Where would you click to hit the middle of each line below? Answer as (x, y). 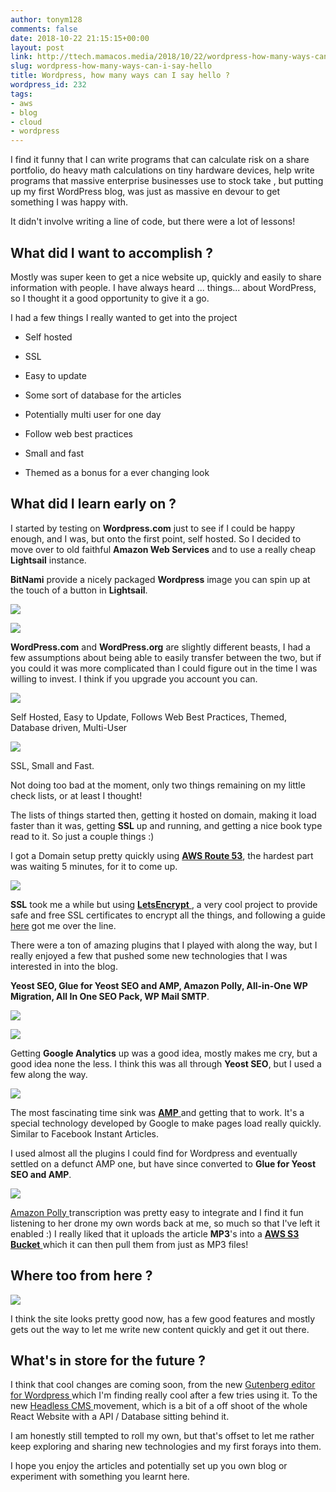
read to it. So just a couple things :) (82, 836)
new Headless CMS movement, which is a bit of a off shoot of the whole (159, 1406)
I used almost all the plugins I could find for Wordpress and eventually (154, 1153)
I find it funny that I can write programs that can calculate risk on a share (160, 160)
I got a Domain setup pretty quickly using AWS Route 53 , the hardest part (162, 855)
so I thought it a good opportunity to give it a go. (110, 298)
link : (21, 57)
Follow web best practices (78, 433)
